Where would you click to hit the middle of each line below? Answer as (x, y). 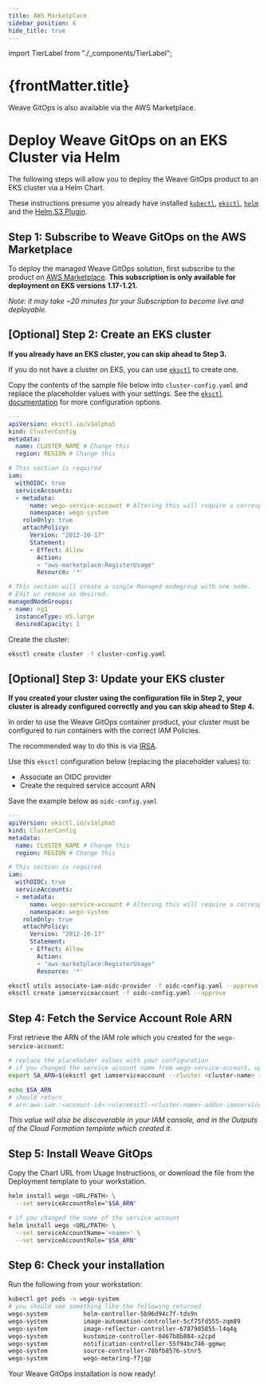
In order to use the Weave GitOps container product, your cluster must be (129, 722)
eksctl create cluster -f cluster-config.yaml (87, 654)
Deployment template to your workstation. (77, 1181)
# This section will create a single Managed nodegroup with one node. (130, 587)
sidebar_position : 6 (43, 23)
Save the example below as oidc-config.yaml (83, 801)
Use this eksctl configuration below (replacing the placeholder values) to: (130, 761)
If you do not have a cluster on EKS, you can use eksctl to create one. (124, 369)
